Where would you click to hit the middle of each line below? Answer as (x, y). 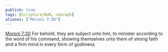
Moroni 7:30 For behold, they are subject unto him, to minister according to (84, 34)
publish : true (20, 10)
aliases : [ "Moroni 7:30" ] (33, 19)
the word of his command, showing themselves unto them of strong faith (82, 39)
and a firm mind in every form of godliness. (51, 44)
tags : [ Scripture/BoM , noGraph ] (40, 15)
